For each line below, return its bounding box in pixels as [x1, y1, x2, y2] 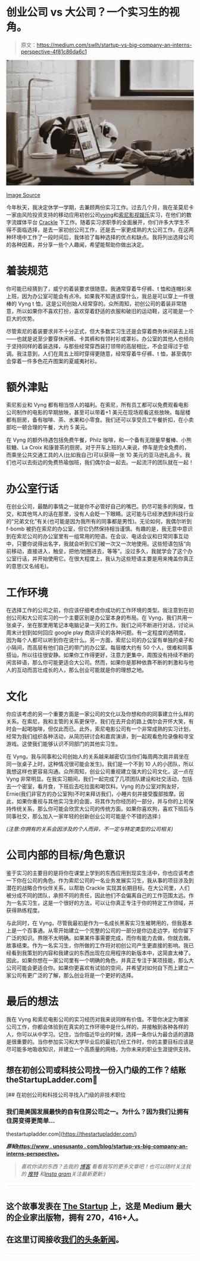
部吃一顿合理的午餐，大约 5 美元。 [6, 424, 91, 431]
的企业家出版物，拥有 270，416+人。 [6, 1212, 143, 1222]
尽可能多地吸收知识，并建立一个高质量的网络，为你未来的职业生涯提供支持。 [6, 1046, 194, 1053]
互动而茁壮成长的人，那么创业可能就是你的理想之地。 [16, 667, 147, 674]
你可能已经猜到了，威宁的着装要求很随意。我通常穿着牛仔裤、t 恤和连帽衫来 [6, 285, 192, 292]
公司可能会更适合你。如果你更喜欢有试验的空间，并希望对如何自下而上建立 [6, 964, 189, 971]
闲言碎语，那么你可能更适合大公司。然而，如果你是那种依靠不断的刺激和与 [6, 659, 189, 666]
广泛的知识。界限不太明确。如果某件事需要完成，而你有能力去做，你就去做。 [6, 934, 194, 941]
